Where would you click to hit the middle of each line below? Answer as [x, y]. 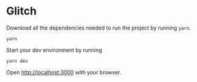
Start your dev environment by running [54, 50]
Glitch [22, 11]
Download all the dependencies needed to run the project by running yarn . [98, 28]
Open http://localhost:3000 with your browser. [64, 72]
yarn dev [17, 61]
